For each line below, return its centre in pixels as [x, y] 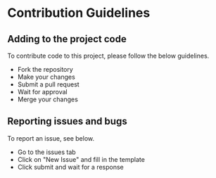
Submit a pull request [48, 84]
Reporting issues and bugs [68, 121]
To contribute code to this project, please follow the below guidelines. [108, 56]
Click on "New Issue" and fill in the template [81, 159]
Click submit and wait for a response [71, 167]
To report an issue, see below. [51, 138]
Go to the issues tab [46, 152]
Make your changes [46, 77]
